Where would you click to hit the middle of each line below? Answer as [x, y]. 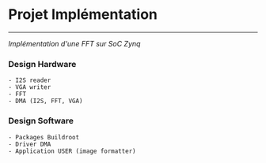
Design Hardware [42, 64]
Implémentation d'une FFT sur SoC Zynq [74, 43]
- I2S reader [30, 80]
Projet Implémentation [83, 15]
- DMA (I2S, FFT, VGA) [46, 101]
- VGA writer [30, 87]
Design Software [41, 121]
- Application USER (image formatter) [72, 151]
